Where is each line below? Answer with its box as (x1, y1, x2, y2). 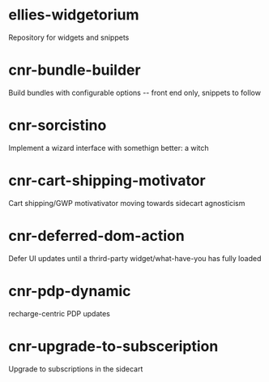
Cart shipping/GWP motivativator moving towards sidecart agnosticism (8, 198, 246, 208)
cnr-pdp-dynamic (8, 281, 131, 300)
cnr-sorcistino (8, 116, 107, 135)
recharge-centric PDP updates (8, 308, 111, 318)
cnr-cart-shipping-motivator (8, 172, 206, 190)
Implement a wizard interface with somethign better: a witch (8, 143, 209, 152)
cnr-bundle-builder (8, 61, 141, 79)
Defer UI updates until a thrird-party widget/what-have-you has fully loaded (8, 253, 262, 263)
